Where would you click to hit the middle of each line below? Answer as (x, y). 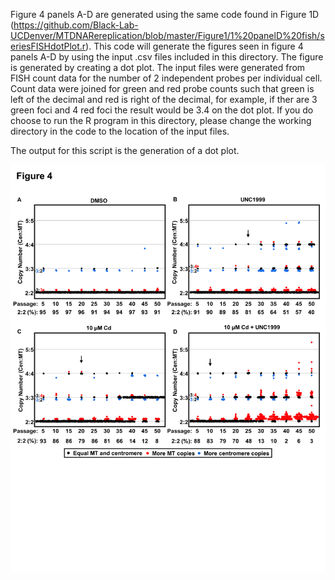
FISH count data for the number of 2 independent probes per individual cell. (166, 78)
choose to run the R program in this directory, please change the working (161, 120)
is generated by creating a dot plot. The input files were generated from (158, 67)
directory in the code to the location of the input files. (120, 131)
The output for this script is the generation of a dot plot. (125, 150)
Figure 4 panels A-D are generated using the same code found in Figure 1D (165, 14)
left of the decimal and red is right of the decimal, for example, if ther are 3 (164, 99)
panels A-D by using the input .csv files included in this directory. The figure (167, 57)
